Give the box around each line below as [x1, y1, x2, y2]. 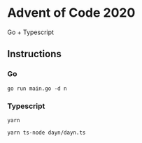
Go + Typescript [7, 28, 55, 36]
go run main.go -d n [7, 85, 68, 92]
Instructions [7, 48, 62, 60]
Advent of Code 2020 [7, 5, 136, 21]
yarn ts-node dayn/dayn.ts [7, 129, 86, 136]
